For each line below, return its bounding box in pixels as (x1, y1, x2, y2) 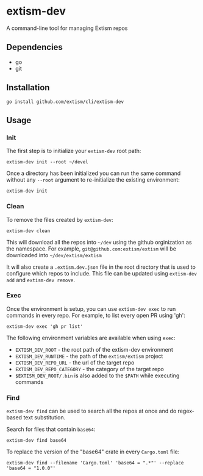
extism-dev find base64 (6, 438, 67, 444)
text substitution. (23, 414, 66, 421)
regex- (177, 407, 195, 415)
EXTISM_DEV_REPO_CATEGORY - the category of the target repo (15, 365, 165, 372)
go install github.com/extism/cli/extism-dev (6, 99, 124, 105)
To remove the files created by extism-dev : (6, 216, 114, 223)
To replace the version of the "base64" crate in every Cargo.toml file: (6, 448, 180, 455)
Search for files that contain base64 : (6, 425, 96, 433)
